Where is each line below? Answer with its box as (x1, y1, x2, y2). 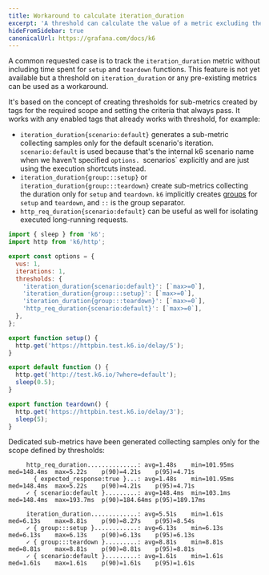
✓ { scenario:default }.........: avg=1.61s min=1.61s (26, 553, 224, 561)
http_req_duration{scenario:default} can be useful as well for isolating (19, 206, 259, 217)
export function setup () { (8, 334, 98, 342)
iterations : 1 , (15, 267, 66, 275)
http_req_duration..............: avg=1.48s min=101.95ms (26, 461, 235, 469)
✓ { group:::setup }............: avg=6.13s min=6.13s (26, 524, 224, 532)
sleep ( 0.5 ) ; (15, 379, 56, 387)
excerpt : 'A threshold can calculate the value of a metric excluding (8, 19, 249, 27)
